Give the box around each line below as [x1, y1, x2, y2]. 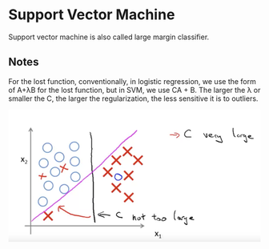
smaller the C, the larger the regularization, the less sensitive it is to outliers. [8, 94, 259, 103]
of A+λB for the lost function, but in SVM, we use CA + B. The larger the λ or [8, 85, 261, 94]
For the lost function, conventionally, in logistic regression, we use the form [8, 76, 256, 86]
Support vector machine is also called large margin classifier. [8, 32, 210, 42]
